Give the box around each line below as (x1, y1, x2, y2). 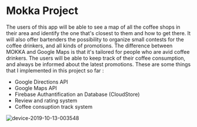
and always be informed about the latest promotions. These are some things (6, 60, 191, 68)
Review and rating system (14, 97, 78, 104)
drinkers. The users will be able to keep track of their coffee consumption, (6, 54, 186, 61)
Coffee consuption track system (14, 103, 93, 110)
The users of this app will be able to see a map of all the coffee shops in (6, 23, 181, 30)
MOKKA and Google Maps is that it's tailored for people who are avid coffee (6, 48, 190, 55)
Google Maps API (14, 84, 57, 91)
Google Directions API (14, 78, 69, 85)
